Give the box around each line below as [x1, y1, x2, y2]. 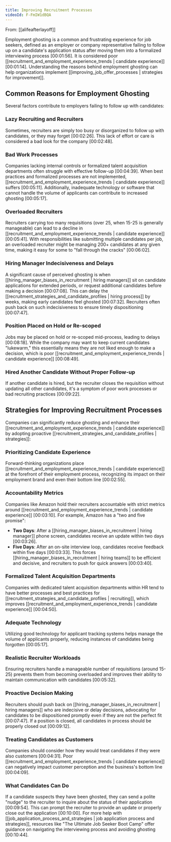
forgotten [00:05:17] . [5, 642, 49, 648]
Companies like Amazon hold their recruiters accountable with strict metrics [5, 501, 165, 507]
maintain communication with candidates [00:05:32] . [5, 677, 116, 683]
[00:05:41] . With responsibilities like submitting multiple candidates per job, [5, 236, 163, 242]
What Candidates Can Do [5, 782, 69, 789]
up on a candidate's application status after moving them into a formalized [5, 47, 162, 53]
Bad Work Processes [5, 151, 58, 158]
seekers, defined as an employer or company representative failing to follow [5, 42, 165, 48]
